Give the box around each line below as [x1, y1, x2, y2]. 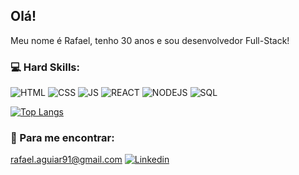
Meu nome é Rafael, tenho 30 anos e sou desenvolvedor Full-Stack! [10, 34, 290, 46]
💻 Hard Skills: [10, 60, 80, 74]
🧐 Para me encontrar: [10, 131, 115, 145]
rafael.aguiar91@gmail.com [10, 154, 123, 166]
